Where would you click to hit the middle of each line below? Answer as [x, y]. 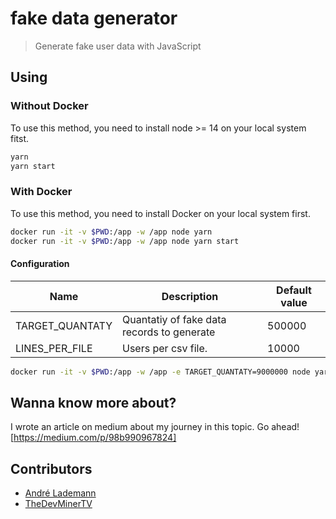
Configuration [40, 264]
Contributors [51, 468]
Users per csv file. [165, 348]
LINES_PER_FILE [54, 348]
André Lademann [60, 493]
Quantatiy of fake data [174, 319]
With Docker [41, 192]
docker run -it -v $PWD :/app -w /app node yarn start [125, 241]
